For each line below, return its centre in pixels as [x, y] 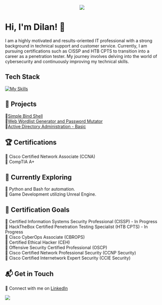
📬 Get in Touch [29, 274]
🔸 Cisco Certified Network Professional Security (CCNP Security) [71, 253]
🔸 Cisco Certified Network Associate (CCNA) [50, 156]
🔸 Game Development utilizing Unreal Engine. [51, 194]
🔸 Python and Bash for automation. [40, 189]
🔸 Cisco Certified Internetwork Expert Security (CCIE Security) [68, 258]
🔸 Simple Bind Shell [24, 116]
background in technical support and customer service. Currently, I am [76, 46]
